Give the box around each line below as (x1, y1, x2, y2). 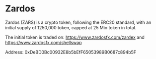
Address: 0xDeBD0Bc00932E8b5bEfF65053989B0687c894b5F (5, 49, 137, 55)
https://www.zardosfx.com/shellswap (5, 39, 82, 45)
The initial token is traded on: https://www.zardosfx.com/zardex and (5, 34, 145, 40)
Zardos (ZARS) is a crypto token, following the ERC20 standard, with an (5, 19, 152, 25)
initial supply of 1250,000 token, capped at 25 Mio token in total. (5, 24, 137, 30)
